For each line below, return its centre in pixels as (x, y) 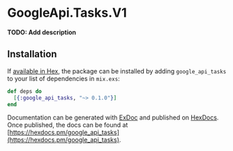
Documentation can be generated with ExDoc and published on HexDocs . (113, 117)
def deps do (24, 91)
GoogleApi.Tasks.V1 (67, 13)
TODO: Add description (42, 32)
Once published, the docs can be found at (68, 125)
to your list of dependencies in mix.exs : (63, 78)
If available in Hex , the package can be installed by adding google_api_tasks (117, 71)
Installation (32, 54)
